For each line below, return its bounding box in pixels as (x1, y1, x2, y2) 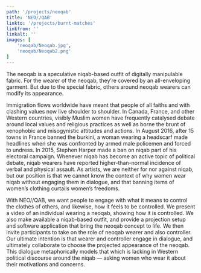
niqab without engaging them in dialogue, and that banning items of (6, 178, 174, 185)
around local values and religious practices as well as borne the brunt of (6, 120, 186, 127)
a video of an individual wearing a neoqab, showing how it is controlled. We (6, 209, 194, 216)
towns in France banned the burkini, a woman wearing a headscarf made (6, 133, 188, 141)
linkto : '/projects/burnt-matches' (6, 20, 96, 26)
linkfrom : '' (6, 25, 39, 32)
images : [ (6, 37, 31, 43)
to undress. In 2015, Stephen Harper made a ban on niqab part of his (6, 146, 177, 153)
